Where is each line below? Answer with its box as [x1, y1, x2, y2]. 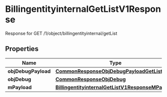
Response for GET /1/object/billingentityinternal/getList [5, 30, 118, 36]
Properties [5, 45, 39, 53]
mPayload [7, 84, 32, 91]
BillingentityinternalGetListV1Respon [5, 3, 162, 15]
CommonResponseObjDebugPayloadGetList [55, 68, 163, 75]
